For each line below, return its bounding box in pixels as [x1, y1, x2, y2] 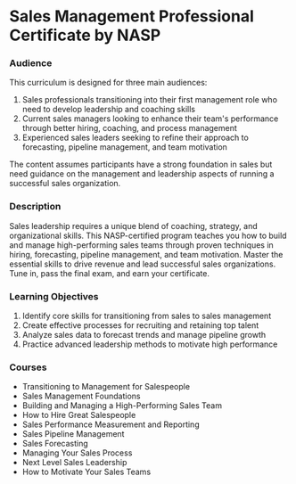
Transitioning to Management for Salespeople [21, 381, 190, 392]
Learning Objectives [9, 290, 100, 302]
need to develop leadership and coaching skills [21, 104, 196, 115]
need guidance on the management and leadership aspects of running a [9, 168, 275, 179]
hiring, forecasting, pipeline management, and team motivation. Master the [9, 249, 284, 259]
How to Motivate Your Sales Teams [21, 466, 152, 478]
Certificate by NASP [9, 25, 161, 45]
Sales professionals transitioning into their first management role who [21, 94, 278, 105]
